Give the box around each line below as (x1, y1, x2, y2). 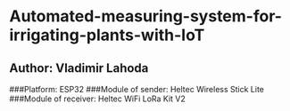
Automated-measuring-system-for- (9, 6, 283, 27)
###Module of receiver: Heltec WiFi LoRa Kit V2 (9, 93, 186, 104)
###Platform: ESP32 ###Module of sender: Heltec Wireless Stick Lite (9, 84, 265, 94)
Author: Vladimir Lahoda (9, 60, 149, 75)
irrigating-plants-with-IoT (9, 25, 205, 45)
